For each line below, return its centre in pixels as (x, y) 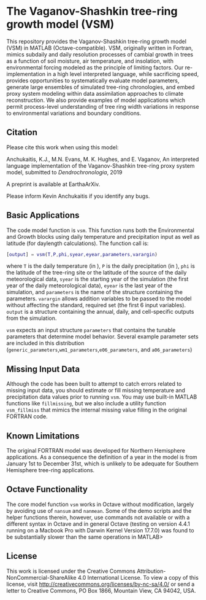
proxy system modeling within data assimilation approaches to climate (95, 93)
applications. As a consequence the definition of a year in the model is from (102, 457)
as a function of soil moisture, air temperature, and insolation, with (90, 61)
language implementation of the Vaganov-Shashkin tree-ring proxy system (101, 166)
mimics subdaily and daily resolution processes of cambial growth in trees (100, 54)
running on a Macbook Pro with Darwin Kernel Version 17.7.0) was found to (100, 530)
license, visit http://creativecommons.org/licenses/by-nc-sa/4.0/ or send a (101, 584)
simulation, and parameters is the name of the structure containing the (94, 292)
